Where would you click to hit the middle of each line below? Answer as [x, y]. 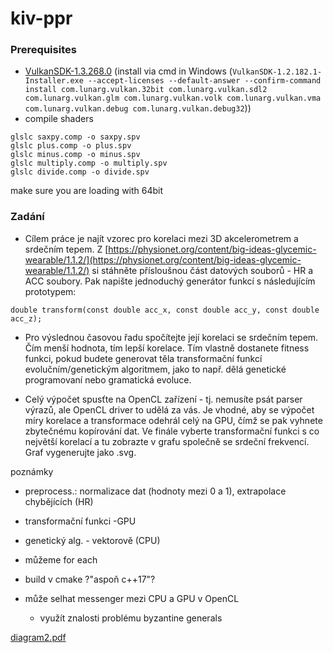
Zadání [27, 217]
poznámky [32, 471]
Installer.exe [54, 81]
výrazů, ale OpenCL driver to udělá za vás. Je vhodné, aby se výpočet [169, 409]
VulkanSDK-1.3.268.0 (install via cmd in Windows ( [128, 71]
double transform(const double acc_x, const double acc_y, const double [165, 310]
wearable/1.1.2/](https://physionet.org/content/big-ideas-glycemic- [163, 259]
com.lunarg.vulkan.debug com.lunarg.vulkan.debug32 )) [138, 108]
